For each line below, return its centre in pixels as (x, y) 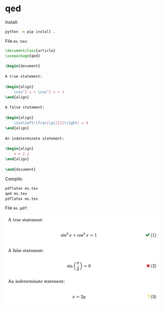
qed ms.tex (16, 193)
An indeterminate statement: (35, 138)
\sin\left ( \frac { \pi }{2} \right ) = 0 (51, 123)
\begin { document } (23, 66)
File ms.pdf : (17, 208)
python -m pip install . (30, 32)
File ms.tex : (17, 41)
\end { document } (20, 169)
